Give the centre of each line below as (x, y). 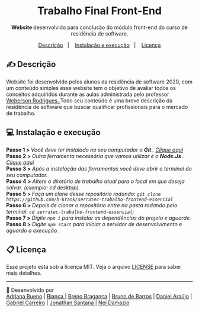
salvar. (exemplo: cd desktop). (43, 187)
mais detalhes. (24, 273)
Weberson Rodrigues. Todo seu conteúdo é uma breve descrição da (89, 100)
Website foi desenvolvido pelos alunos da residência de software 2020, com (99, 82)
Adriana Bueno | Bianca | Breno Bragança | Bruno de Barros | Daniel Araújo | (99, 297)
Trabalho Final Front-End (99, 11)
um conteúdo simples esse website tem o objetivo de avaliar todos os (91, 88)
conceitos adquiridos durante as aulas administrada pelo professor (88, 94)
